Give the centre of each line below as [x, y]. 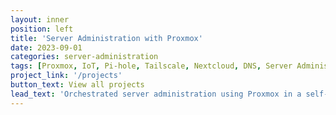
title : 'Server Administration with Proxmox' [106, 38]
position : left [42, 29]
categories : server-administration [84, 57]
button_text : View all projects [77, 85]
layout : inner [40, 19]
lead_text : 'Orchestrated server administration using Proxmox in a [156, 94]
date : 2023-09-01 [46, 47]
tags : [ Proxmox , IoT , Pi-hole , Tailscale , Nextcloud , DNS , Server [151, 66]
